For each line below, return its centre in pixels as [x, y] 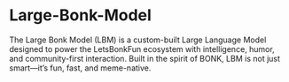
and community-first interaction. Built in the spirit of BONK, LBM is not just [145, 58]
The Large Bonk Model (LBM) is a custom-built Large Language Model [138, 40]
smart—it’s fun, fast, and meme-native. [80, 68]
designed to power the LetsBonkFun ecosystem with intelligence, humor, [142, 48]
